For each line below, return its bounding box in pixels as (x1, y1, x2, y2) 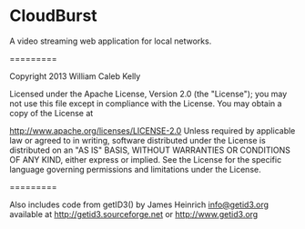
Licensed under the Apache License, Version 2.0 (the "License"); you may (9, 88, 288, 99)
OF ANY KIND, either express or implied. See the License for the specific (9, 154, 282, 164)
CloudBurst (9, 5, 97, 26)
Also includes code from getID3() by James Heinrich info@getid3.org (9, 199, 269, 210)
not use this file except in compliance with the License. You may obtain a (9, 97, 282, 109)
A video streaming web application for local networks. (9, 35, 212, 46)
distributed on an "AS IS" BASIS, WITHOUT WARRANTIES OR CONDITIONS (9, 144, 291, 155)
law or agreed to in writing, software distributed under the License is (9, 134, 266, 145)
